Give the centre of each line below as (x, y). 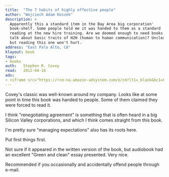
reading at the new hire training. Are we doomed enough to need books (87, 33)
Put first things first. (26, 139)
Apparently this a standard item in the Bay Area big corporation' (82, 24)
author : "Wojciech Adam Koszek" (39, 15)
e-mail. (13, 169)
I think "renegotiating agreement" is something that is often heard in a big (81, 115)
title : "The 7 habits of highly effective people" (60, 10)
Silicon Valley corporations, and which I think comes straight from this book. (84, 120)
